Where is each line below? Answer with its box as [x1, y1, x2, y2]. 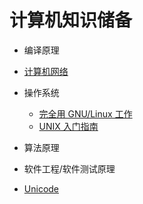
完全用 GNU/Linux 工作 [38, 107, 133, 120]
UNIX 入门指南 [38, 120, 99, 132]
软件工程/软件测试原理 [23, 162, 116, 175]
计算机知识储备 [9, 9, 133, 32]
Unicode [23, 182, 60, 195]
